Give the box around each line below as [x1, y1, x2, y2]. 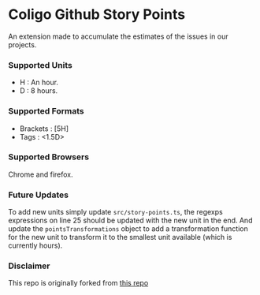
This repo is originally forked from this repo [8, 278, 149, 288]
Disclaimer [8, 260, 50, 271]
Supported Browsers [8, 151, 89, 162]
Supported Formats [8, 106, 84, 117]
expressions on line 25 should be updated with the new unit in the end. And [8, 215, 253, 226]
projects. [8, 39, 37, 49]
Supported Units [8, 59, 72, 70]
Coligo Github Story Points [8, 6, 186, 24]
